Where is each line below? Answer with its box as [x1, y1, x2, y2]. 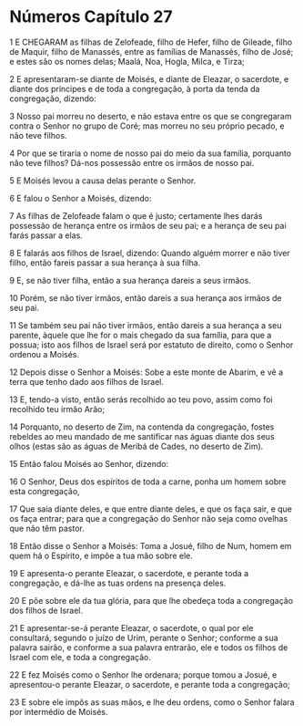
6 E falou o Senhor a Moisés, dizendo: [9, 192, 152, 203]
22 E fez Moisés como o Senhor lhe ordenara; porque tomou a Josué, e [9, 669, 278, 680]
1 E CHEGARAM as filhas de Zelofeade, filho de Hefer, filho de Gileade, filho [9, 36, 293, 47]
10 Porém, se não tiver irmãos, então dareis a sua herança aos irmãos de [9, 292, 282, 303]
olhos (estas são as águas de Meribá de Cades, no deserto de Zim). [9, 441, 264, 451]
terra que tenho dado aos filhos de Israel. [9, 376, 165, 387]
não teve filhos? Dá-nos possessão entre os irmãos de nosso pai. [9, 157, 255, 168]
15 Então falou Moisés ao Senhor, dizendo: [9, 458, 169, 469]
